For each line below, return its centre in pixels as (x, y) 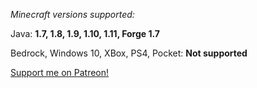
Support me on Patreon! (60, 72)
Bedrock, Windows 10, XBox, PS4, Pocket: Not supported (129, 53)
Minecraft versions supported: (72, 14)
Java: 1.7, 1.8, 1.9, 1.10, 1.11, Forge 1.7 (85, 33)
